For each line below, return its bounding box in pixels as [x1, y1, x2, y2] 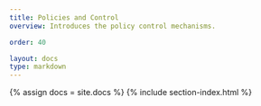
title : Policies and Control [9, 13, 119, 22]
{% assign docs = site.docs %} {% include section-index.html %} [9, 87, 253, 98]
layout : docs [9, 54, 59, 63]
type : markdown [9, 62, 67, 72]
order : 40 [9, 38, 47, 47]
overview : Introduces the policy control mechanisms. [9, 22, 217, 31]
